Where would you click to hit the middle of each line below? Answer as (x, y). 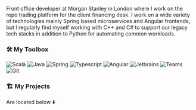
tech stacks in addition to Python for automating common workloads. (91, 34)
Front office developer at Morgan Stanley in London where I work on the (95, 9)
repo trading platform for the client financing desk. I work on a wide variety (98, 15)
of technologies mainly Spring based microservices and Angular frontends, (98, 21)
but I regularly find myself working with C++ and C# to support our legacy (97, 27)
